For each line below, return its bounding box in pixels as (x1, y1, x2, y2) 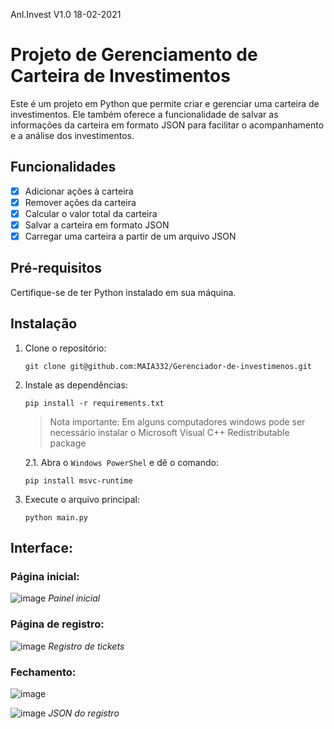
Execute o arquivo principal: (24, 493, 140, 505)
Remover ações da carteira (24, 196, 137, 208)
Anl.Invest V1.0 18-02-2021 (10, 9, 122, 20)
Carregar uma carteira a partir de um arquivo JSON (24, 230, 237, 242)
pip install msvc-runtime (24, 475, 133, 486)
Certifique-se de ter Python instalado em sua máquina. (10, 286, 237, 298)
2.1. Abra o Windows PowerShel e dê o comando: (24, 456, 220, 468)
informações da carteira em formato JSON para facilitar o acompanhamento (10, 119, 325, 131)
